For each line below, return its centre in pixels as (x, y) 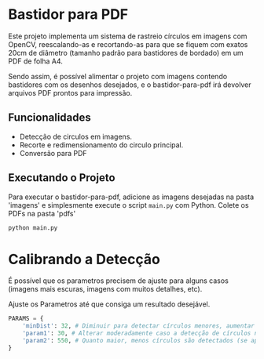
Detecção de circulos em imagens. (75, 136)
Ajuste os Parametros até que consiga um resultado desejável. (109, 304)
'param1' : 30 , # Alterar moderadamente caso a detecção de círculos (137, 334)
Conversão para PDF (53, 153)
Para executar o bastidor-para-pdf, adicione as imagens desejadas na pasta (131, 197)
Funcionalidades (50, 118)
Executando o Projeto (62, 178)
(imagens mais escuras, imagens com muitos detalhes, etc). (105, 289)
